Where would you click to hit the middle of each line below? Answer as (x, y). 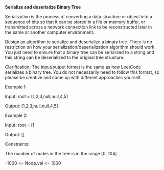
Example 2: (16, 115)
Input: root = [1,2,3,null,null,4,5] (36, 96)
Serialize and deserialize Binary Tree (43, 7)
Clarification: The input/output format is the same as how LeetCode (73, 67)
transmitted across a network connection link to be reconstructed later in (79, 27)
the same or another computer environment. (50, 32)
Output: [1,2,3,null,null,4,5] (32, 106)
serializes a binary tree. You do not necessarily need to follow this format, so (82, 72)
